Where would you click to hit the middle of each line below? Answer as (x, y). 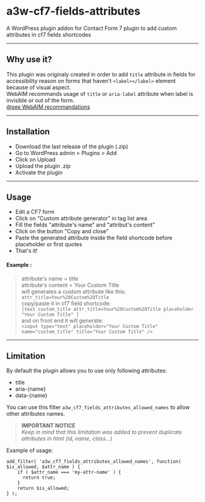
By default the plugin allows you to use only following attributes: (87, 371)
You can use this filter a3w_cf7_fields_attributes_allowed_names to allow (98, 407)
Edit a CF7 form (35, 212)
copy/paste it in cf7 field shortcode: (66, 303)
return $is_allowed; (43, 489)
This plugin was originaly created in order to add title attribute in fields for (101, 74)
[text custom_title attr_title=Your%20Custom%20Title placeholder (107, 309)
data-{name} (31, 396)
